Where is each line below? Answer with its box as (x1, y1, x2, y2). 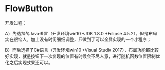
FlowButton (5, 3, 53, 14)
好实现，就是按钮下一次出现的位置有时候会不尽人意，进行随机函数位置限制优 (5, 53, 160, 59)
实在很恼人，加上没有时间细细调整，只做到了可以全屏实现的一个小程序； (5, 36, 151, 42)
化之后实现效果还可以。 (5, 59, 53, 65)
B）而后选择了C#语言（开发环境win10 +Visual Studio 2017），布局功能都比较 (5, 47, 159, 53)
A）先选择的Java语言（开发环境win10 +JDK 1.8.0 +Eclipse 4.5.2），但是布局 (5, 30, 157, 36)
